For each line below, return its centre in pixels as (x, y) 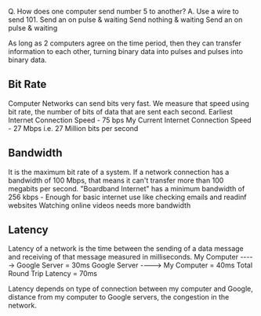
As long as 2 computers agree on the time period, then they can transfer (125, 43)
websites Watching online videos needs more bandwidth (100, 205)
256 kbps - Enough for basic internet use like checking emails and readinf (127, 197)
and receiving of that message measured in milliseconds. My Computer (123, 257)
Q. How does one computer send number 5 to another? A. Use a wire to (123, 11)
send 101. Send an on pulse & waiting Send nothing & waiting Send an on (125, 20)
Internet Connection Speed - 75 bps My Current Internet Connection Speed (130, 120)
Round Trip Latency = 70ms (53, 274)
